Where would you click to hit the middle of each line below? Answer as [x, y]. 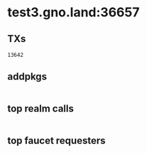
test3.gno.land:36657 [73, 12]
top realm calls [41, 109]
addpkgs [27, 76]
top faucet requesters [56, 141]
